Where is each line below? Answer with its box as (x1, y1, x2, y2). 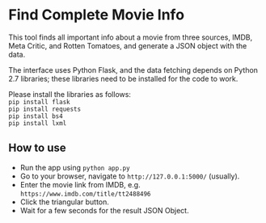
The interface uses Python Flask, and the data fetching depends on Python (8, 65, 259, 74)
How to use (8, 141, 66, 155)
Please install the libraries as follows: (8, 89, 132, 99)
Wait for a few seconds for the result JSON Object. (19, 205, 189, 215)
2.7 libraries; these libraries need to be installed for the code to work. (8, 74, 239, 83)
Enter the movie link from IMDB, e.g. (19, 179, 141, 189)
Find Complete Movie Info (8, 6, 184, 24)
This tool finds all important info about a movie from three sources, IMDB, (8, 32, 253, 42)
